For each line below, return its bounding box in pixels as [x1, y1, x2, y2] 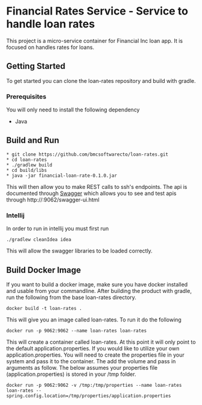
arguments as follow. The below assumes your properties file [6, 364, 158, 371]
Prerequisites [6, 92, 46, 100]
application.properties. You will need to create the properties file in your [6, 351, 185, 358]
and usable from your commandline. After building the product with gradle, [6, 287, 192, 294]
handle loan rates [6, 17, 95, 31]
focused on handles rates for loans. [6, 44, 95, 51]
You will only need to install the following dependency [6, 106, 140, 113]
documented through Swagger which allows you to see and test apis [6, 189, 177, 197]
